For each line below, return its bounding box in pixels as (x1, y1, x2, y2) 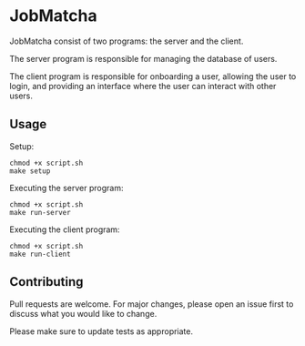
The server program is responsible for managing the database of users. (9, 53, 278, 64)
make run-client (9, 249, 71, 259)
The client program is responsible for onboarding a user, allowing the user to (9, 70, 297, 82)
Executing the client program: (9, 224, 120, 235)
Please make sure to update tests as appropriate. (9, 325, 194, 337)
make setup (9, 166, 51, 176)
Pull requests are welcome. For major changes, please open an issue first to (9, 298, 294, 310)
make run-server (9, 208, 71, 217)
